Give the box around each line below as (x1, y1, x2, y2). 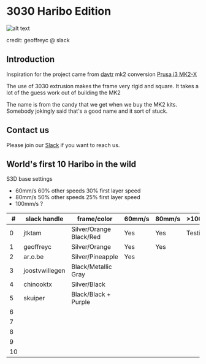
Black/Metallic (71, 262, 112, 271)
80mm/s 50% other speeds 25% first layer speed (15, 194, 140, 201)
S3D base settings (6, 175, 53, 183)
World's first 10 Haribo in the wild (6, 159, 137, 169)
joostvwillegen (23, 267, 66, 275)
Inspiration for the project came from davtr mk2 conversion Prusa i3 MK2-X (6, 70, 197, 78)
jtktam (23, 229, 42, 237)
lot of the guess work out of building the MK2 (6, 89, 121, 96)
